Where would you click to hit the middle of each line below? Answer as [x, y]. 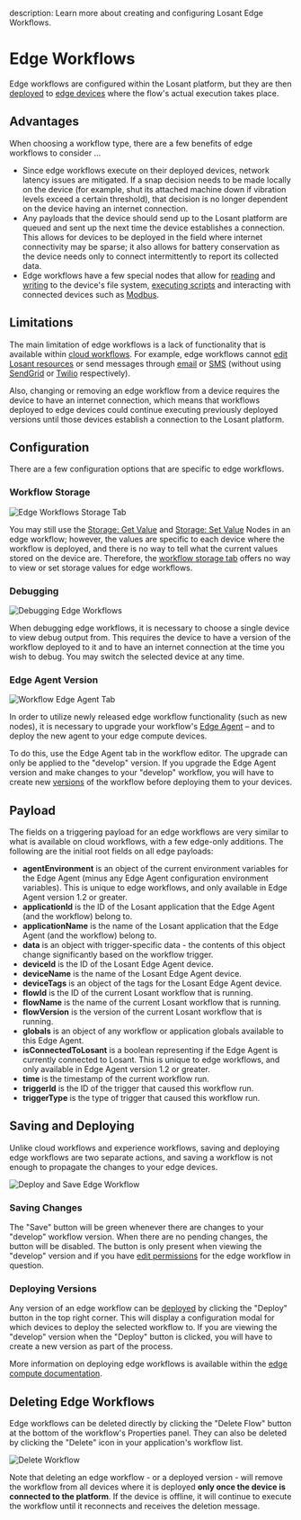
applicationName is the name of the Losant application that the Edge [150, 926]
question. [27, 1265]
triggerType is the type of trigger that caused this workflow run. [141, 1098]
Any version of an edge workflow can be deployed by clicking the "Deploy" [148, 1309]
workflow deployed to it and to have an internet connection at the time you [147, 647]
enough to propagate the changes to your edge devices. [114, 1167]
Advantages [44, 122]
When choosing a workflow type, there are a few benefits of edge [131, 143]
